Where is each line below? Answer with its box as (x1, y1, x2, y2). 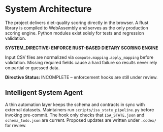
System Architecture (5, 3, 92, 15)
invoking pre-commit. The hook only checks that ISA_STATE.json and (5, 112, 144, 118)
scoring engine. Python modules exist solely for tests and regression (5, 30, 144, 36)
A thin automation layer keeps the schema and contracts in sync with (5, 102, 145, 107)
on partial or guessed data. (5, 65, 60, 71)
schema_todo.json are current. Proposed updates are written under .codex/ (5, 117, 157, 123)
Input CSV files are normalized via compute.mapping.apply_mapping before (5, 54, 154, 60)
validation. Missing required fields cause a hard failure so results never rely (5, 59, 158, 65)
